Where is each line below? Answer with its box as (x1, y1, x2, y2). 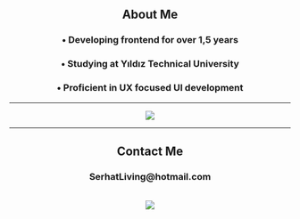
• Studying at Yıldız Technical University (61, 58, 239, 70)
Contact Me (116, 143, 184, 158)
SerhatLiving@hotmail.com (88, 170, 212, 182)
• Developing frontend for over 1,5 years (61, 34, 239, 46)
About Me (121, 7, 179, 22)
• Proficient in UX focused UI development (56, 82, 244, 94)
